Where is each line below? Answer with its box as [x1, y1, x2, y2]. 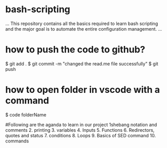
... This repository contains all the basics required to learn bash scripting [5, 20, 158, 27]
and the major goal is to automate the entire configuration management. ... [5, 26, 162, 32]
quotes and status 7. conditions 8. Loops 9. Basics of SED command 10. [5, 132, 156, 138]
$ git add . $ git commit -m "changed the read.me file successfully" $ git [5, 60, 159, 67]
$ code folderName [5, 111, 47, 118]
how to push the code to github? [5, 44, 145, 56]
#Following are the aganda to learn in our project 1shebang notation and [5, 121, 157, 128]
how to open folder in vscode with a [5, 84, 160, 95]
